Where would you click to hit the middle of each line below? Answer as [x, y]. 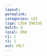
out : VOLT [15, 46]
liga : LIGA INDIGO [23, 23]
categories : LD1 [21, 19]
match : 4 [14, 28]
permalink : [16, 14]
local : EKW [16, 32]
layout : [13, 9]
